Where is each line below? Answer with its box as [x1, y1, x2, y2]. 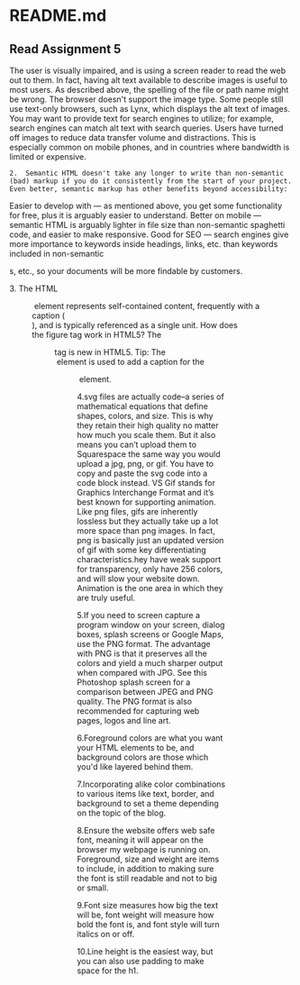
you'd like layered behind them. [77, 762, 194, 771]
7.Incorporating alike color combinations [77, 779, 226, 789]
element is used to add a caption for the [56, 357, 205, 367]
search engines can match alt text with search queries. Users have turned [9, 123, 284, 133]
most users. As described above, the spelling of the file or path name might [9, 85, 289, 95]
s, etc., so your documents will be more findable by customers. [9, 266, 243, 276]
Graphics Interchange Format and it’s [77, 488, 214, 497]
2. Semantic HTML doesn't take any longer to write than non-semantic [9, 169, 284, 178]
